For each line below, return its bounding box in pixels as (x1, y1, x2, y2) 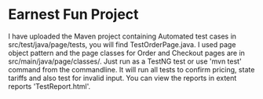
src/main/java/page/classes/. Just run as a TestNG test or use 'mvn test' (8, 57, 242, 66)
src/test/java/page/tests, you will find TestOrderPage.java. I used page (8, 39, 236, 49)
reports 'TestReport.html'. (8, 81, 91, 91)
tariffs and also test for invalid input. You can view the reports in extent (8, 73, 237, 82)
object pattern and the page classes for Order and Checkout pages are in (8, 48, 246, 57)
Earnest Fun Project (8, 5, 139, 24)
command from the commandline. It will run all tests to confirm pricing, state (8, 64, 255, 74)
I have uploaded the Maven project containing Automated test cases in (8, 31, 237, 41)
